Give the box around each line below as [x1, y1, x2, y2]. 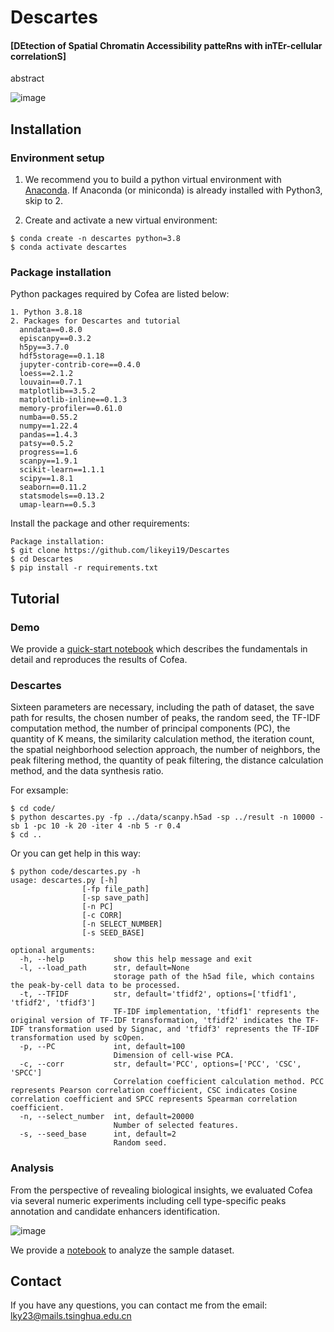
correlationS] [10, 50, 67, 62]
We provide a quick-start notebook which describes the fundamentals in [10, 643, 308, 655]
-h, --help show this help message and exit [19, 954, 253, 965]
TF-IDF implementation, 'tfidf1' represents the [113, 1007, 320, 1017]
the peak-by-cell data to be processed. [10, 981, 182, 991]
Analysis [10, 1161, 55, 1175]
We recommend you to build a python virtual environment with [24, 174, 282, 186]
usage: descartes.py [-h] [10, 876, 118, 886]
